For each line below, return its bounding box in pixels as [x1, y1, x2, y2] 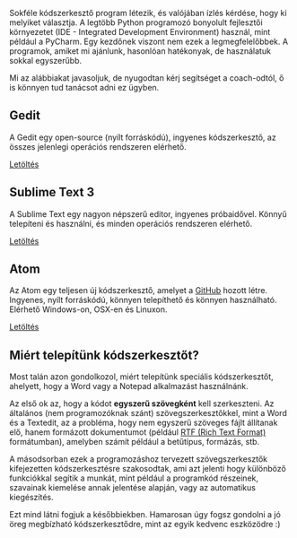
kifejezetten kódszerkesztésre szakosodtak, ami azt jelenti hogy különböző [9, 464, 287, 474]
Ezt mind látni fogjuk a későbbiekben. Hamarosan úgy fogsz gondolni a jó [9, 509, 281, 520]
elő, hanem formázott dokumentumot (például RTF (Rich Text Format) [9, 427, 266, 438]
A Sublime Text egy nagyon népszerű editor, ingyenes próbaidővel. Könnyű [9, 208, 287, 219]
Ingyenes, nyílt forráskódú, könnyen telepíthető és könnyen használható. [9, 295, 277, 306]
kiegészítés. [9, 492, 54, 503]
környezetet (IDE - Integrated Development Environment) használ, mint [9, 27, 271, 37]
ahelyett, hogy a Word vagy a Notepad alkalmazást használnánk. [9, 381, 249, 392]
